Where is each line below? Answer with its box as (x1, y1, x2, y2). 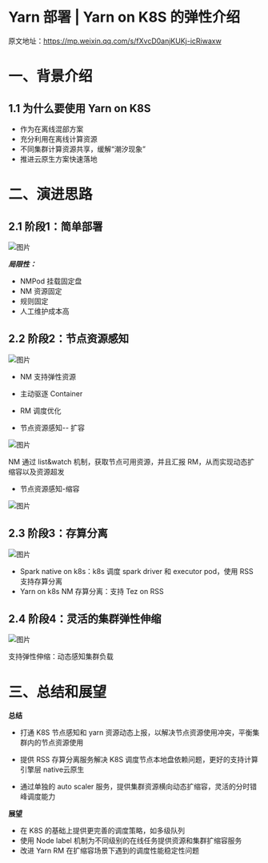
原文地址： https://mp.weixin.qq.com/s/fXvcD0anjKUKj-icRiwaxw (8, 36, 222, 46)
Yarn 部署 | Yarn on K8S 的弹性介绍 (8, 8, 241, 26)
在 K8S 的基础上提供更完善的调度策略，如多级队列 (19, 826, 186, 836)
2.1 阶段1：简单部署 (8, 219, 103, 233)
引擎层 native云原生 (19, 765, 85, 774)
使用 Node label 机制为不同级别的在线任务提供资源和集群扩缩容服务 (19, 836, 242, 845)
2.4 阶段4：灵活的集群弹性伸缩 (8, 612, 162, 625)
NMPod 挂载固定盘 (19, 276, 82, 286)
